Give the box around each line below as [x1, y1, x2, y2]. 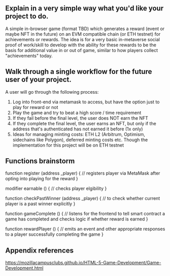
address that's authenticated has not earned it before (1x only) [12, 126, 143, 132]
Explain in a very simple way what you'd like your [5, 4, 164, 13]
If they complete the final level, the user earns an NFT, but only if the [12, 120, 156, 126]
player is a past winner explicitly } [5, 201, 76, 207]
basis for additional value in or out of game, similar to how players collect [5, 47, 158, 53]
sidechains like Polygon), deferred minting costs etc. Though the [12, 136, 148, 143]
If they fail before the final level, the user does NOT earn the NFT [12, 115, 149, 121]
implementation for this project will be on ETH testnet [12, 142, 124, 148]
